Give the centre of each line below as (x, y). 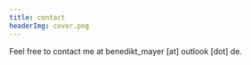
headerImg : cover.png (49, 26)
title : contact (37, 17)
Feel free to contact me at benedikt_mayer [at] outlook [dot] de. (126, 51)
